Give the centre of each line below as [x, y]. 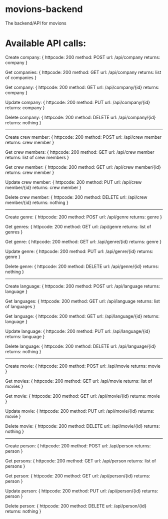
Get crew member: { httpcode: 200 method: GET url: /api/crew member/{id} [83, 167]
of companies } [21, 77]
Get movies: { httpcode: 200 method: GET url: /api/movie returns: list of [79, 381]
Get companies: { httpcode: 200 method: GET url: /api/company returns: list [83, 72]
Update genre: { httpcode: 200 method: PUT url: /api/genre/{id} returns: [79, 251]
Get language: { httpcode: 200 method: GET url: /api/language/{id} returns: [82, 316]
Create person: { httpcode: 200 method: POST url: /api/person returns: [78, 446]
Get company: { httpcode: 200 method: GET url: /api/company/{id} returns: [82, 87]
